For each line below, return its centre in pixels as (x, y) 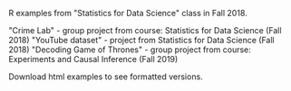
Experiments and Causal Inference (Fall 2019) (93, 59)
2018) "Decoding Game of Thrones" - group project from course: (130, 50)
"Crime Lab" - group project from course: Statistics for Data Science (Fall (145, 30)
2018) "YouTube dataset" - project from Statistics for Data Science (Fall (141, 40)
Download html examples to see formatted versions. (106, 77)
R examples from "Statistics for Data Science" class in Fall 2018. (128, 13)
